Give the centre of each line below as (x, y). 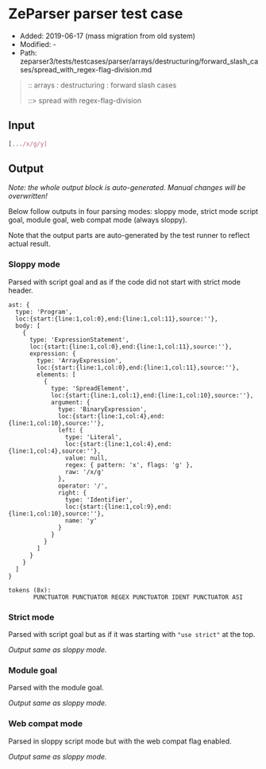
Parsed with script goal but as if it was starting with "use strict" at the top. (132, 635)
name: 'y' (81, 520)
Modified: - (38, 44)
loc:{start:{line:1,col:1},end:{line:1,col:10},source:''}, (152, 395)
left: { (71, 430)
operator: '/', (83, 486)
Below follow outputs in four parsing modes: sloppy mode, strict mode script (133, 212)
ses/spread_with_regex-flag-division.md (86, 69)
